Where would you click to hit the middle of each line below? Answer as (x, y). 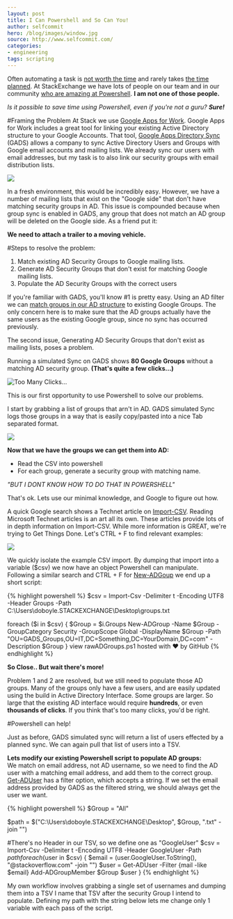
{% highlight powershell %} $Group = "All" (68, 808)
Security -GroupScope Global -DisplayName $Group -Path (137, 631)
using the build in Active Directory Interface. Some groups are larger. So (110, 695)
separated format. (33, 423)
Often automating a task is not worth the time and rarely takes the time (108, 79)
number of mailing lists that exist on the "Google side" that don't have (107, 198)
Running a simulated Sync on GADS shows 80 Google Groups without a (110, 361)
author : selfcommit (35, 26)
